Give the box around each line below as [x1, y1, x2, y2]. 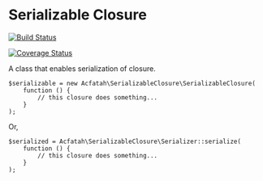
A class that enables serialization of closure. [8, 63, 156, 74]
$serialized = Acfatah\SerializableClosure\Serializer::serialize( [8, 137, 242, 145]
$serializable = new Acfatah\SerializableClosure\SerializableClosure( [8, 79, 256, 87]
